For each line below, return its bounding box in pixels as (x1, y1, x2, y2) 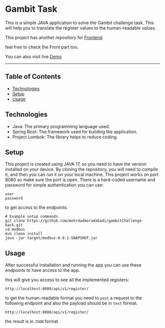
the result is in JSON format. (5, 319, 60, 325)
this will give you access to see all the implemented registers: (5, 277, 129, 283)
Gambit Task (5, 3, 57, 15)
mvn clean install (5, 231, 43, 236)
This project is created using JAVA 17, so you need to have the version (5, 161, 147, 167)
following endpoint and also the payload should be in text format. (5, 300, 138, 306)
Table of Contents (5, 72, 61, 81)
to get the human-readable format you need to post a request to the (5, 295, 142, 301)
